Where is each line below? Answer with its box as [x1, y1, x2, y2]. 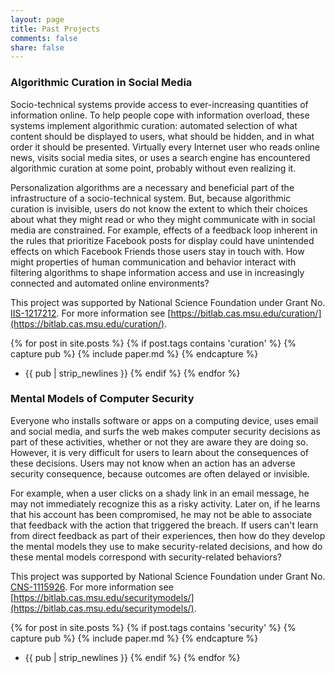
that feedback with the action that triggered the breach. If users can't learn [10, 519, 319, 531]
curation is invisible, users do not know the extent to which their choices [10, 202, 308, 215]
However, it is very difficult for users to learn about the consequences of [10, 446, 309, 458]
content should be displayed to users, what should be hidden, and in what [10, 130, 315, 142]
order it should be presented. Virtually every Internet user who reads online [10, 141, 320, 153]
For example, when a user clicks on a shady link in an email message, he [10, 487, 310, 499]
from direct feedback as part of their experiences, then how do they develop [10, 529, 326, 541]
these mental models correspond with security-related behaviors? [10, 551, 282, 563]
